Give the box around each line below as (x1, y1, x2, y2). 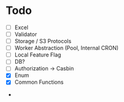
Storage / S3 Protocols (14, 38, 72, 45)
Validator (14, 31, 37, 38)
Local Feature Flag (14, 51, 61, 58)
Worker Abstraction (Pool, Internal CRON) (14, 44, 119, 52)
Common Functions (14, 78, 64, 86)
